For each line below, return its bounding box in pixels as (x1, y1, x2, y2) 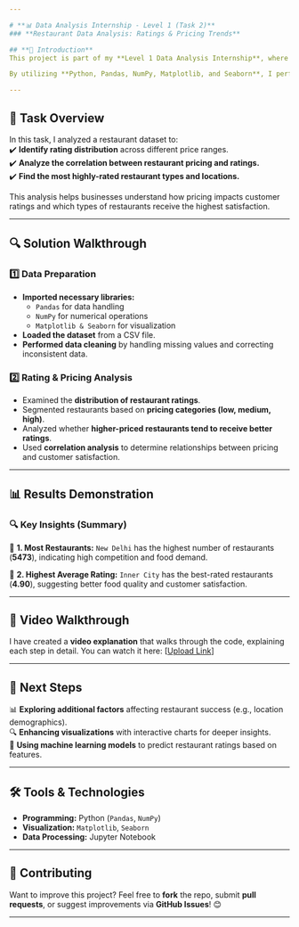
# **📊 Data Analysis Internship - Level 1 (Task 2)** (9, 21, 215, 29)
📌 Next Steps (9, 679, 83, 695)
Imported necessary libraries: (21, 291, 135, 302)
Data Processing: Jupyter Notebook (21, 832, 156, 842)
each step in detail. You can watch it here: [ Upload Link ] (9, 645, 214, 656)
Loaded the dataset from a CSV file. (21, 329, 156, 340)
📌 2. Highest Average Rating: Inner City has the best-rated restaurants (9, 569, 274, 579)
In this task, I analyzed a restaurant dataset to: (9, 134, 179, 144)
